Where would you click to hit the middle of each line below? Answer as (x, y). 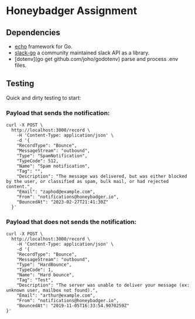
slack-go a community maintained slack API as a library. (82, 53)
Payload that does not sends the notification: (71, 222)
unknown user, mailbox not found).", (52, 291)
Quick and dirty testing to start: (44, 97)
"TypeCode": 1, (35, 270)
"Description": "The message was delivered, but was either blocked (102, 177)
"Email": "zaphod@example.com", (56, 192)
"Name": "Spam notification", (54, 166)
